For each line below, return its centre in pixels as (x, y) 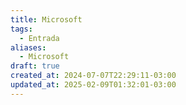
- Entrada (39, 38)
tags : (21, 29)
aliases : (28, 47)
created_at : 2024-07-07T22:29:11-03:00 (93, 76)
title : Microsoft (46, 19)
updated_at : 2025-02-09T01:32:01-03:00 (93, 85)
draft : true (35, 66)
